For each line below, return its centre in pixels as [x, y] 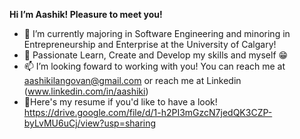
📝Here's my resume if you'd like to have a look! [120, 102]
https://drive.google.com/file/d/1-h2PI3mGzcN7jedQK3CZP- [148, 112]
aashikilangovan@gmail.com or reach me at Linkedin [132, 80]
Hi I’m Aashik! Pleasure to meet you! [86, 14]
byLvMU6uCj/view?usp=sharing [90, 123]
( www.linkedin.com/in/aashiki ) [86, 91]
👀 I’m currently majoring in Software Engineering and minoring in [157, 33]
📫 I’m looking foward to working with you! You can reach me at [154, 66]
